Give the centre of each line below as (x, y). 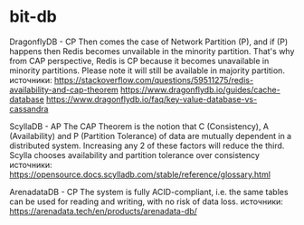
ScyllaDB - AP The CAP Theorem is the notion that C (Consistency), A (139, 126)
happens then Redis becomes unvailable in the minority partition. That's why (152, 51)
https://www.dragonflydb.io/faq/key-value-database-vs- (152, 99)
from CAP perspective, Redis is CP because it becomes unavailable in (139, 61)
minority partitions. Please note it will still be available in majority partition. (147, 70)
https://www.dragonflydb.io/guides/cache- (200, 89)
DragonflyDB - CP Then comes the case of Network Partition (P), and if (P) (149, 42)
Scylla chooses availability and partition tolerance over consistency (135, 155)
